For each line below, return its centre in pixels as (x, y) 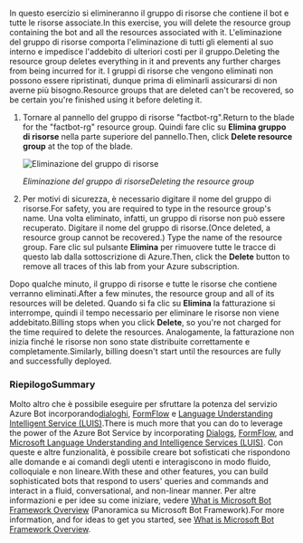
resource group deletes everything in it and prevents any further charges (145, 61)
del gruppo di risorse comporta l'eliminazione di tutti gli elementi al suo (142, 42)
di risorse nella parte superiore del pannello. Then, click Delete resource (157, 136)
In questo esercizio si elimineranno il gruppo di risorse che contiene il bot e (149, 13)
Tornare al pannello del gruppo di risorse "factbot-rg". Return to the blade (158, 117)
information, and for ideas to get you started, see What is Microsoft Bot (142, 519)
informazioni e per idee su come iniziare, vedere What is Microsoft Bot (140, 500)
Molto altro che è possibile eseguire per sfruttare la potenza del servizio (143, 404)
